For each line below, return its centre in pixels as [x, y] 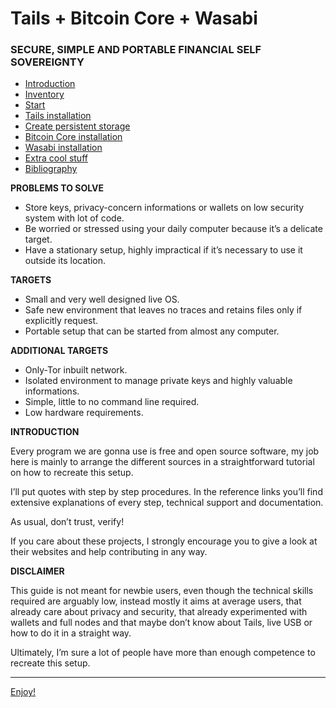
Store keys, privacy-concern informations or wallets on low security [164, 208]
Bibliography [51, 169]
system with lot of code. [74, 218]
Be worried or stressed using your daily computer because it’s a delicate [173, 229]
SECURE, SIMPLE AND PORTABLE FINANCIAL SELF [136, 50]
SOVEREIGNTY [47, 62]
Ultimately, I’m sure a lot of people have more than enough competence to [163, 653]
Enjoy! [23, 692]
